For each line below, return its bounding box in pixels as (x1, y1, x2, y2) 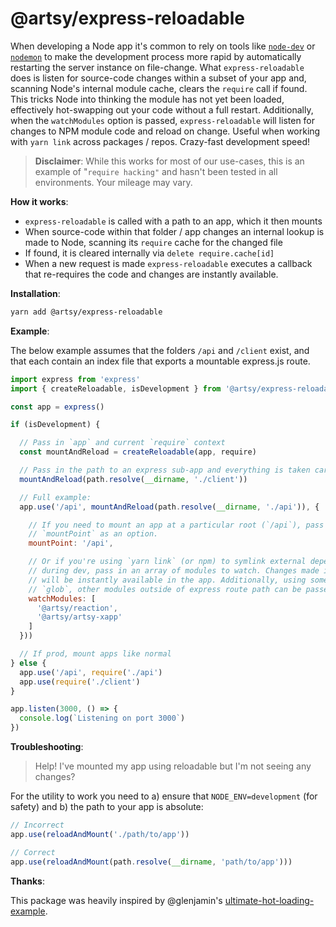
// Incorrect (10, 820, 65, 831)
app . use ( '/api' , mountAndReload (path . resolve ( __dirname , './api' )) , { (19, 502, 320, 512)
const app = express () (10, 402, 105, 412)
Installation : (10, 287, 61, 299)
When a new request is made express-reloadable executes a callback (24, 257, 313, 269)
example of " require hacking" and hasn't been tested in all (34, 165, 278, 177)
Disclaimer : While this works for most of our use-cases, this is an (34, 155, 305, 167)
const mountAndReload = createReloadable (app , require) (19, 447, 257, 457)
